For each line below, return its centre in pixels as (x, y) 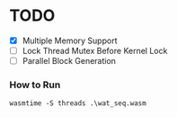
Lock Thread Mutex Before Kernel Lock (95, 51)
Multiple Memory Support (70, 40)
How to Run (35, 85)
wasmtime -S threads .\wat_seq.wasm (78, 103)
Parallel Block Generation (69, 61)
